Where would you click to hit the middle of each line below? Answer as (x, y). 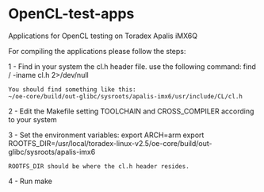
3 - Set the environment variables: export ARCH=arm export (106, 135)
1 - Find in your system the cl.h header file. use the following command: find (132, 66)
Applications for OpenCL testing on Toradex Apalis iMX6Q (103, 36)
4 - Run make (31, 181)
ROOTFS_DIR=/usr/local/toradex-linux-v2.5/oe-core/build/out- (110, 143)
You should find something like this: (72, 89)
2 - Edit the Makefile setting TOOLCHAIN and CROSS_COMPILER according (131, 111)
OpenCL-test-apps (71, 14)
